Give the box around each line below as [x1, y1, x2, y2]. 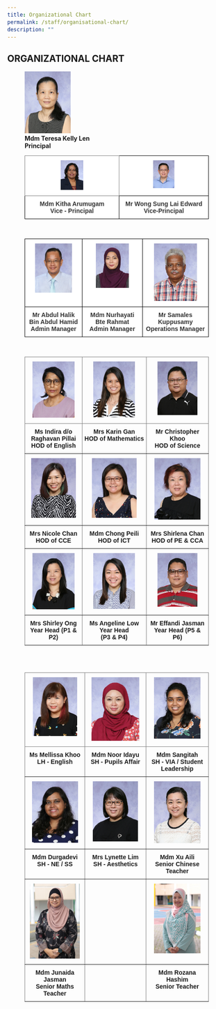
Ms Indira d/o [34, 427, 73, 436]
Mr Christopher [155, 427, 200, 436]
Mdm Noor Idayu [91, 751, 140, 759]
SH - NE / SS [37, 861, 73, 868]
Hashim [166, 976, 189, 984]
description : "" [7, 26, 54, 33]
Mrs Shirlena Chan [150, 530, 205, 537]
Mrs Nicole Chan [29, 530, 78, 537]
